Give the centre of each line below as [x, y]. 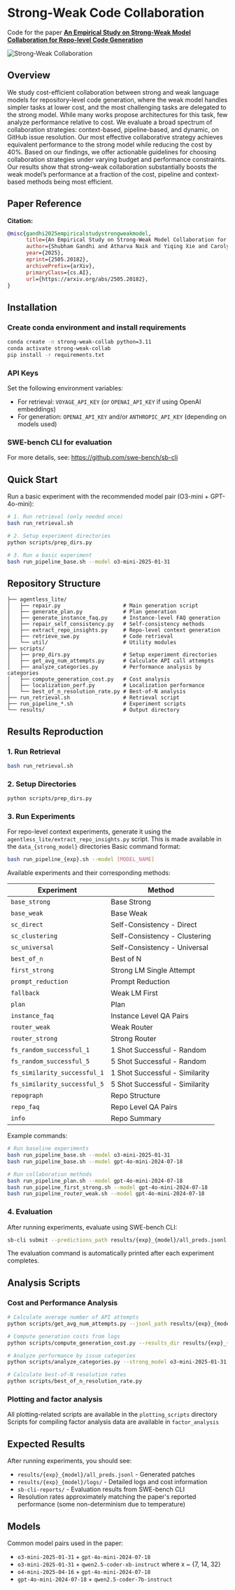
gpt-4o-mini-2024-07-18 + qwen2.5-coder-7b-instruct [95, 1579]
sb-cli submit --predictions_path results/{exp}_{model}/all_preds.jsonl [117, 1240]
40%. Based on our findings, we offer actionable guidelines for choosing [112, 151]
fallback [25, 993]
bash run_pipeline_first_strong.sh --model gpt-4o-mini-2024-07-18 [108, 1187]
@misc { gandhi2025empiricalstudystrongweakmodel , [79, 233]
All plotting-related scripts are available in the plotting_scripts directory [113, 1415]
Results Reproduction [55, 732]
